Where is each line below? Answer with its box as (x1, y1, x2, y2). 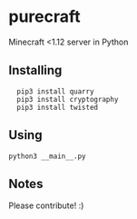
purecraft (8, 6, 81, 27)
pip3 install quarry (16, 86, 94, 96)
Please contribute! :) (8, 200, 84, 211)
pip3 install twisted (16, 103, 99, 112)
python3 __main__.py (8, 152, 87, 161)
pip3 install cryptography (16, 95, 119, 104)
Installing (8, 63, 63, 78)
